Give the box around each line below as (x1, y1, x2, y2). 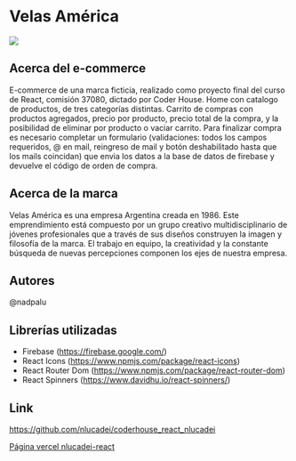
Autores (9, 273, 55, 288)
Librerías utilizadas (9, 322, 117, 337)
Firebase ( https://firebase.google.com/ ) (21, 346, 167, 357)
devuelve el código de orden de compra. (9, 160, 158, 171)
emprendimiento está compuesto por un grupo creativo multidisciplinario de (9, 219, 288, 230)
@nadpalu (9, 296, 47, 308)
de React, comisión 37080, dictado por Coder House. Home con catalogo (9, 93, 278, 104)
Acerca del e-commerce (9, 61, 147, 77)
